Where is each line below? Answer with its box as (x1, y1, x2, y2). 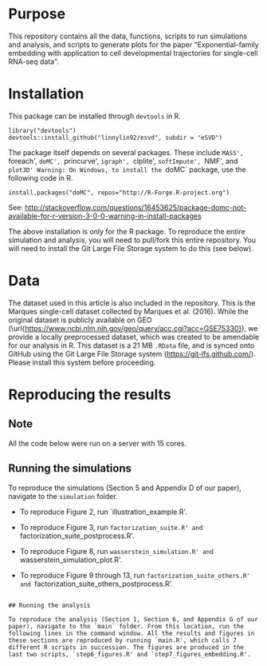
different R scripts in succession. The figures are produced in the (8, 643, 245, 652)
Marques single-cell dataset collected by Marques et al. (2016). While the (8, 306, 249, 316)
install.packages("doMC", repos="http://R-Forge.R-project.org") (8, 189, 230, 197)
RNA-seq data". (8, 57, 60, 66)
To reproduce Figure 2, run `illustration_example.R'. (19, 507, 188, 516)
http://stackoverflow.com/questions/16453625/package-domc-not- (25, 202, 247, 212)
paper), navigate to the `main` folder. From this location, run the (8, 622, 245, 630)
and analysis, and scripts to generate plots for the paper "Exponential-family (8, 39, 259, 49)
